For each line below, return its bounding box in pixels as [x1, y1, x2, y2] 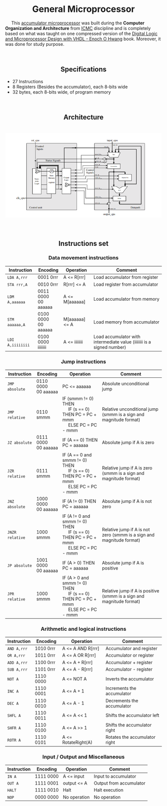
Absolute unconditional [101, 381, 149, 387]
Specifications [60, 65, 107, 74]
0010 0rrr [37, 281, 59, 287]
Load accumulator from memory [93, 296, 160, 302]
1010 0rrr [34, 646, 56, 652]
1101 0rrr [34, 666, 56, 672]
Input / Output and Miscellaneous [42, 753, 125, 760]
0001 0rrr [37, 274, 59, 280]
